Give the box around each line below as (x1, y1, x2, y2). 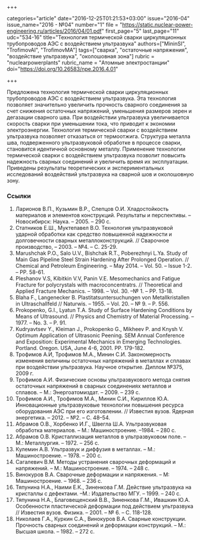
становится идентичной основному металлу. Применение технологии (7, 145, 186, 152)
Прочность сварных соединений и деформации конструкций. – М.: (15, 522, 186, 529)
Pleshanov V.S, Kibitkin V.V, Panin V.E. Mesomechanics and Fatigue (15, 275, 180, 282)
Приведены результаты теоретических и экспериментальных (7, 164, 164, 171)
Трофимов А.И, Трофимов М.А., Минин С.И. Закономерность (15, 351, 171, 358)
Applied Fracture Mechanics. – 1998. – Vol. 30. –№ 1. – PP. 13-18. (15, 288, 174, 295)
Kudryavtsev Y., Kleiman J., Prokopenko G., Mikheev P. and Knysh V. (15, 326, 184, 333)
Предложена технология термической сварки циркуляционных (7, 89, 168, 95)
